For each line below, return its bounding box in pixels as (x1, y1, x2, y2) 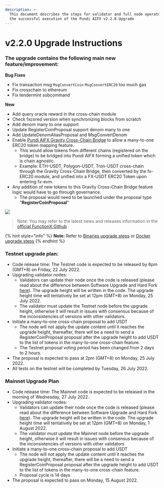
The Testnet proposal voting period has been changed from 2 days (19, 345, 154, 351)
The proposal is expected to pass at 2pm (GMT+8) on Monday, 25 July (12, 355, 155, 361)
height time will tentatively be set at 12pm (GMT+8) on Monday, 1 (19, 420, 150, 426)
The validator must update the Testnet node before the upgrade (19, 303, 148, 309)
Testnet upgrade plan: (5, 250, 59, 257)
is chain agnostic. (19, 158, 55, 164)
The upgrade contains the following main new (5, 55, 116, 62)
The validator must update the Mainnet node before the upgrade (19, 431, 149, 437)
